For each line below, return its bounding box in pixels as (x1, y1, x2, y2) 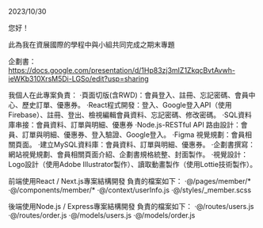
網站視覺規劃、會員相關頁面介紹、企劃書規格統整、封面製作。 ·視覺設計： (8, 150, 248, 159)
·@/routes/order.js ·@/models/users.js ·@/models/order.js (8, 211, 196, 220)
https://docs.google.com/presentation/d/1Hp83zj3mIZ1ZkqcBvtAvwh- (8, 66, 236, 74)
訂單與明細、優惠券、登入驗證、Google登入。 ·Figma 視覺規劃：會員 (21, 130, 246, 139)
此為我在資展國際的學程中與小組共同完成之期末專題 (8, 40, 175, 49)
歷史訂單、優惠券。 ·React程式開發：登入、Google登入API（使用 (21, 101, 232, 109)
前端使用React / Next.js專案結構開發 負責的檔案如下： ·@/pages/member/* (8, 177, 252, 185)
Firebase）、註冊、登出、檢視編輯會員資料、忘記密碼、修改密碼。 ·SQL (8, 110, 238, 120)
